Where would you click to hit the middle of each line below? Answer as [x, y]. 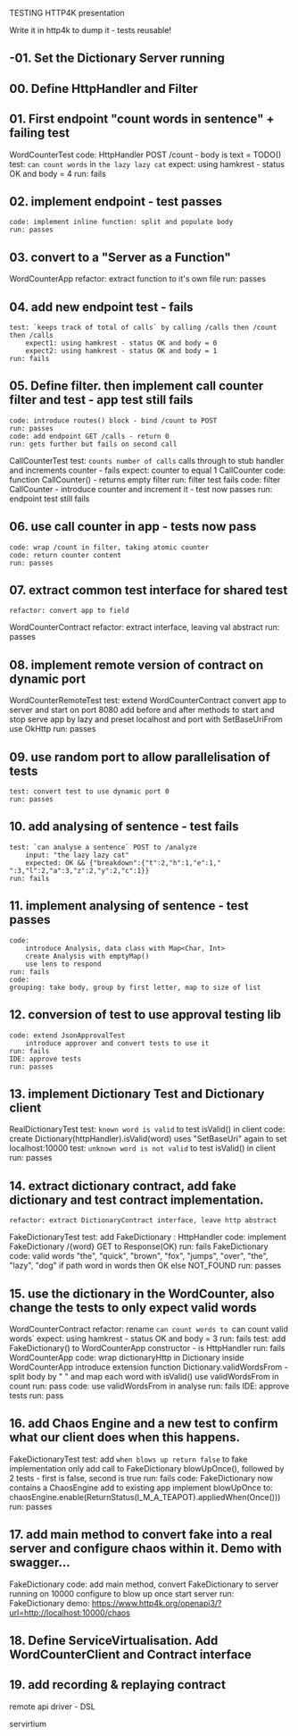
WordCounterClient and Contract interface [131, 1654]
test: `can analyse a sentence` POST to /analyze [103, 847]
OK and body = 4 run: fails [58, 173]
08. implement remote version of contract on [137, 665]
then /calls [31, 335]
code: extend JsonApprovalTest [67, 1036]
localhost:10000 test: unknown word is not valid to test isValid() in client [143, 1148]
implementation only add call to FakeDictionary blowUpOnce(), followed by [147, 1468]
